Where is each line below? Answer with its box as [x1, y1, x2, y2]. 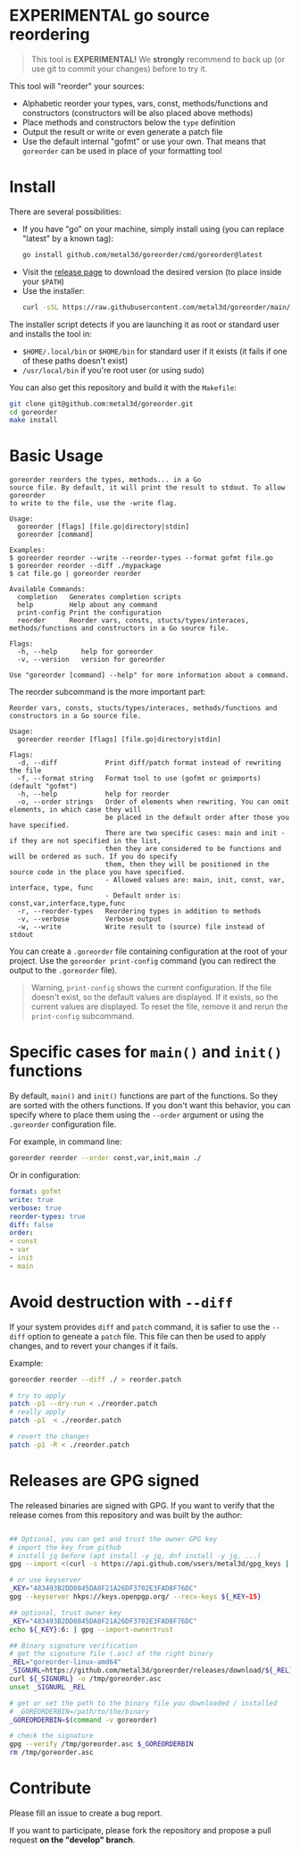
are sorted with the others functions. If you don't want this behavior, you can [9, 1100, 291, 1111]
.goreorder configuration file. [9, 1119, 117, 1130]
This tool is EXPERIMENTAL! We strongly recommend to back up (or [30, 54, 286, 64]
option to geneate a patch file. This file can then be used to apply [27, 1331, 266, 1341]
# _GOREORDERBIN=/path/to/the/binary [9, 1707, 150, 1716]
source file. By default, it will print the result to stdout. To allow [9, 483, 286, 492]
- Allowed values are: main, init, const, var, [104, 876, 286, 885]
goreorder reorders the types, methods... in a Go [9, 475, 202, 485]
